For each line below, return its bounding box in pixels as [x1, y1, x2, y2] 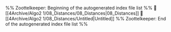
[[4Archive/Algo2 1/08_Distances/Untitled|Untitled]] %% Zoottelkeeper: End [5, 16, 166, 21]
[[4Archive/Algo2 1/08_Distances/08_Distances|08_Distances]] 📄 [5, 10, 144, 16]
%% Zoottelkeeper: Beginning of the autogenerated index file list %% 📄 [5, 5, 157, 11]
